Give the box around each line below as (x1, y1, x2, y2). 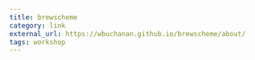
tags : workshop (9, 37, 66, 47)
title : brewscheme (9, 12, 78, 22)
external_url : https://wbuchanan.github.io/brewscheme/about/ (9, 29, 246, 38)
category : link (9, 21, 66, 30)
